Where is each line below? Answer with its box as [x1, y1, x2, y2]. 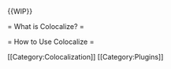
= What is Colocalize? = [7, 22, 84, 31]
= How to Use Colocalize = [7, 37, 95, 46]
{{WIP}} [7, 7, 33, 16]
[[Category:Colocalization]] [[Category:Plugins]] [7, 53, 164, 61]
